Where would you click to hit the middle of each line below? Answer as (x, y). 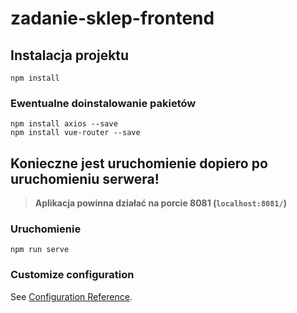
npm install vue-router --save (75, 133)
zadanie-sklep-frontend (112, 18)
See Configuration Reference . (71, 296)
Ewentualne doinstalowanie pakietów (103, 103)
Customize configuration (72, 275)
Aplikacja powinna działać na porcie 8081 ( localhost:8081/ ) (160, 203)
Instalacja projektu (70, 55)
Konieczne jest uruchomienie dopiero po (139, 163)
